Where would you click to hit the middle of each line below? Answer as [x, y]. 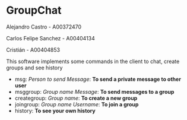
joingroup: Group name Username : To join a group [77, 104]
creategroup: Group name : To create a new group [76, 98]
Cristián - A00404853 [33, 50]
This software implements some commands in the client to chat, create [93, 61]
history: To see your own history [55, 110]
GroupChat [34, 10]
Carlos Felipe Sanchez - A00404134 [50, 38]
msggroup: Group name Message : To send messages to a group [94, 91]
